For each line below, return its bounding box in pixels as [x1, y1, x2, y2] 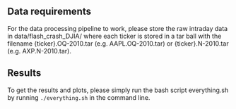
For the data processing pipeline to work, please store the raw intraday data [7, 24, 228, 32]
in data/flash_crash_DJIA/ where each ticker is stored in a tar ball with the [7, 32, 222, 40]
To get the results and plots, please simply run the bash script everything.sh [7, 86, 229, 94]
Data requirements [7, 6, 92, 18]
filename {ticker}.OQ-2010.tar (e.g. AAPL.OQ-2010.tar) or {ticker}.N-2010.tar [7, 39, 229, 48]
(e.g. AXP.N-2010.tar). [7, 46, 72, 55]
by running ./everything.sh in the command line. [7, 93, 151, 101]
